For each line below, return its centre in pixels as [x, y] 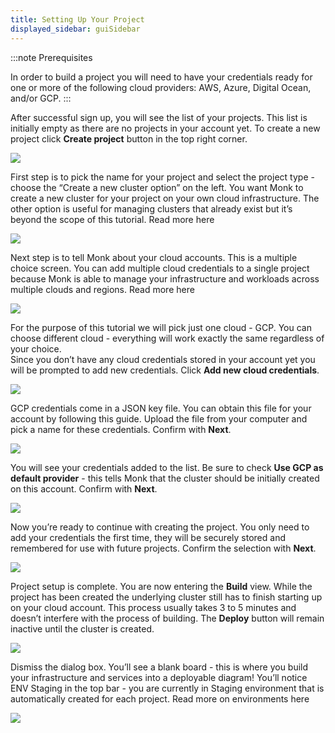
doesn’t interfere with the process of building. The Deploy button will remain [167, 618]
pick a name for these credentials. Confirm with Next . [121, 429]
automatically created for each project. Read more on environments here [160, 698]
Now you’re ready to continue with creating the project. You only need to [160, 527]
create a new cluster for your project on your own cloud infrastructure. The [165, 198]
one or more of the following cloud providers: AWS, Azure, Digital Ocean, [161, 87]
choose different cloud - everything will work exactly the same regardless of [167, 338]
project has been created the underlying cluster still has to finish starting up [166, 597]
